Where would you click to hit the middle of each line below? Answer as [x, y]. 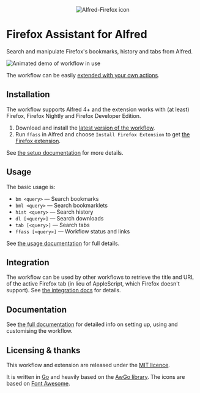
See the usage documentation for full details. [63, 243]
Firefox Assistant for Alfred [77, 35]
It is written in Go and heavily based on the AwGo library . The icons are [96, 377]
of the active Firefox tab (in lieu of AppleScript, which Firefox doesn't [93, 284]
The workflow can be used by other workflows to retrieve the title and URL [100, 277]
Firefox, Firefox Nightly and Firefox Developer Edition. [74, 115]
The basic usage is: [31, 187]
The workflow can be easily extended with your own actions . [83, 75]
